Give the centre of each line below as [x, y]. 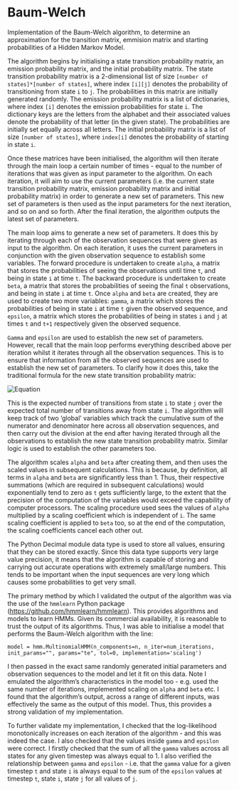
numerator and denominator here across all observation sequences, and [113, 426]
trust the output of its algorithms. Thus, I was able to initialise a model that [116, 626]
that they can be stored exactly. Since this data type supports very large [113, 552]
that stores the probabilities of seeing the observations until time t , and [111, 270]
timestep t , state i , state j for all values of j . [72, 779]
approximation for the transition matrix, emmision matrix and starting [108, 39]
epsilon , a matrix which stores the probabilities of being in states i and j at [117, 316]
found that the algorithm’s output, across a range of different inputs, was [113, 697]
